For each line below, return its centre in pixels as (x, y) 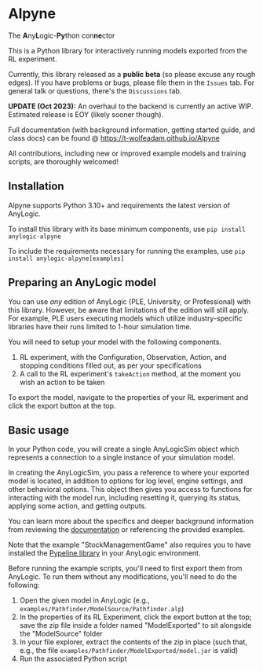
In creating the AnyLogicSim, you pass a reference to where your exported (129, 473)
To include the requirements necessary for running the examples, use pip (127, 251)
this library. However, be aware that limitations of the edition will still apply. (129, 310)
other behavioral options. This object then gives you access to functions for (130, 489)
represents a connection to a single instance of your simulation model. (122, 457)
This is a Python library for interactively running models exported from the (128, 50)
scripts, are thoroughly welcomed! (64, 161)
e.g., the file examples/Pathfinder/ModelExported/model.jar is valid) (129, 651)
